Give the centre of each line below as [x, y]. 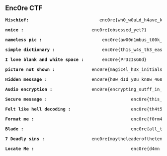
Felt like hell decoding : [38, 109]
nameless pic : [24, 40]
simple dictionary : [30, 50]
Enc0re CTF [24, 8]
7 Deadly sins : [25, 139]
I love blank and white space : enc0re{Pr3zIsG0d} [76, 59]
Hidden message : [26, 79]
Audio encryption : [29, 89]
